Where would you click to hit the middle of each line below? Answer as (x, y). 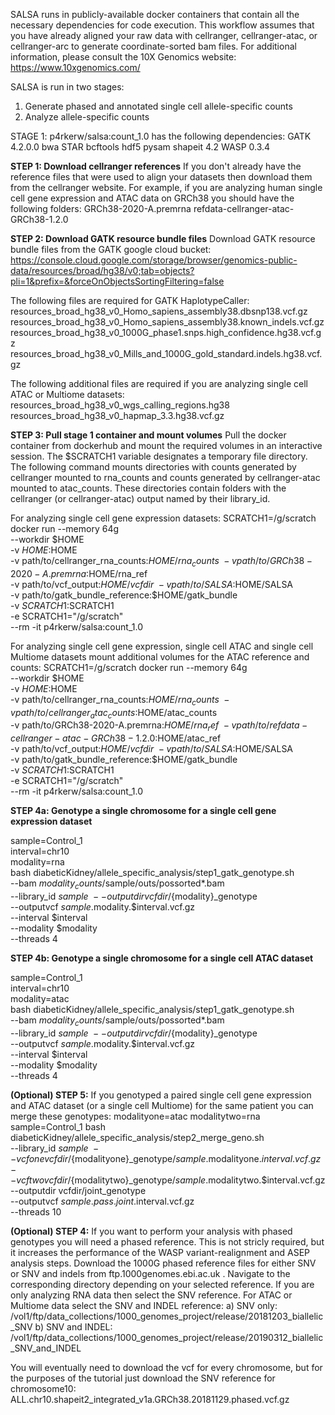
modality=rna (37, 862)
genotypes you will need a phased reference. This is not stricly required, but (167, 1241)
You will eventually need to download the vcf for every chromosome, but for (166, 1367)
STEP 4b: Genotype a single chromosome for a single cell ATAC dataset (162, 958)
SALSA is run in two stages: (67, 87)
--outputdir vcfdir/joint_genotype (78, 1190)
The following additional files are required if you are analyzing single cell (159, 383)
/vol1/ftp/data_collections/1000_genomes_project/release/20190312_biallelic (167, 1337)
